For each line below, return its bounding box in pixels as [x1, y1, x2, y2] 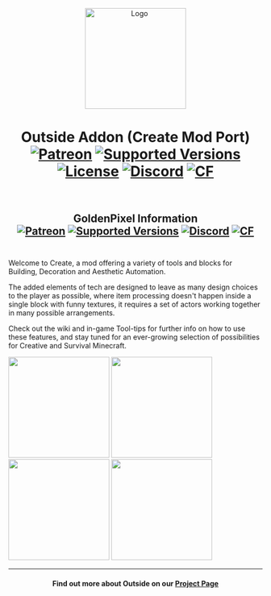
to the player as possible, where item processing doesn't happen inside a [8, 291, 252, 300]
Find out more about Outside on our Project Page [52, 578, 219, 588]
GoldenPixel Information [73, 211, 198, 225]
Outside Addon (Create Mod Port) [21, 128, 250, 147]
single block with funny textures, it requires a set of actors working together [8, 299, 261, 309]
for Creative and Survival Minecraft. [8, 341, 127, 350]
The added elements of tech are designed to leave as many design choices [8, 282, 258, 292]
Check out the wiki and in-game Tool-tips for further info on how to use [8, 323, 246, 333]
